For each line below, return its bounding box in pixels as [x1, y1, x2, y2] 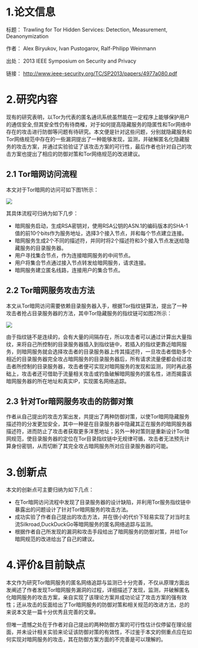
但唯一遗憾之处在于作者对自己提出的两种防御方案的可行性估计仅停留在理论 [6, 621, 187, 629]
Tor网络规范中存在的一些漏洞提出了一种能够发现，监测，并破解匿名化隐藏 [6, 135, 184, 142]
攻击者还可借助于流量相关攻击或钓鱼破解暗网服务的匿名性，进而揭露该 [21, 370, 192, 377]
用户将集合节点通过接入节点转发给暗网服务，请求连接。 [14, 259, 149, 266]
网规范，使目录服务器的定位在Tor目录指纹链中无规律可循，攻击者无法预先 [6, 435, 184, 443]
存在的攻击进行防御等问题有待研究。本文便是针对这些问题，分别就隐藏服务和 [6, 128, 192, 135]
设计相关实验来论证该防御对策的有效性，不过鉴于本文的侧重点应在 [26, 629, 187, 636]
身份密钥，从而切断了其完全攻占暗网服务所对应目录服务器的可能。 [11, 443, 171, 450]
